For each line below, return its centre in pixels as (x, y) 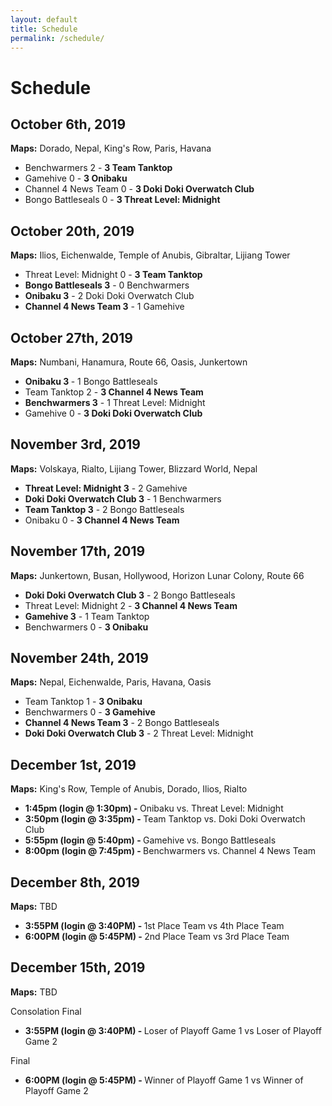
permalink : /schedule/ (57, 38)
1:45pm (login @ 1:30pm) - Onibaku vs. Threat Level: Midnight (154, 808)
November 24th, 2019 (80, 658)
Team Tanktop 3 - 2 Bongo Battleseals (104, 509)
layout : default (44, 19)
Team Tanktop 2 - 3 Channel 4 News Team (114, 392)
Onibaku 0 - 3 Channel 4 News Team (102, 520)
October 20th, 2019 (72, 231)
